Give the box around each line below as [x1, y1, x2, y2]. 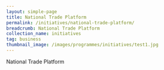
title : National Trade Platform [6, 14, 86, 20]
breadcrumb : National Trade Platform [6, 25, 100, 31]
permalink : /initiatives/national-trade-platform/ [6, 20, 135, 26]
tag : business [6, 36, 42, 42]
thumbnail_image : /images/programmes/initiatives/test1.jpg [6, 42, 159, 48]
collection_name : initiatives [6, 31, 82, 37]
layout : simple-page [6, 8, 58, 15]
